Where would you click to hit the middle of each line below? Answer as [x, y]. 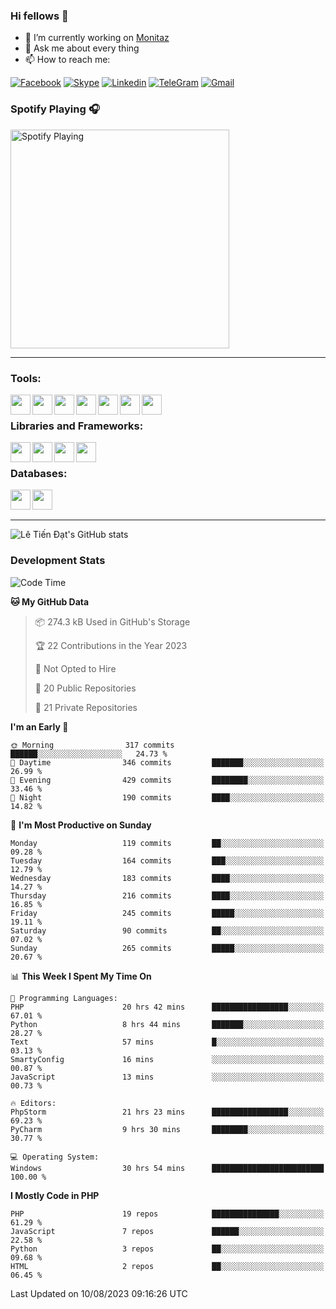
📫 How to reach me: [67, 60]
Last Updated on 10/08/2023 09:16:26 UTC [99, 1293]
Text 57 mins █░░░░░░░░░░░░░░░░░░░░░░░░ [167, 1042]
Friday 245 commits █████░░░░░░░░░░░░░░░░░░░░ [167, 913]
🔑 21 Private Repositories [86, 707]
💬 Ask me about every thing [82, 48]
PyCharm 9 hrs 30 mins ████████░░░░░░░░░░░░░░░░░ [167, 1129]
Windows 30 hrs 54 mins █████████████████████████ [167, 1168]
